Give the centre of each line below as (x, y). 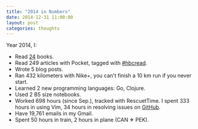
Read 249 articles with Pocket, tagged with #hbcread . (81, 63)
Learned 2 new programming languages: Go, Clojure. (80, 88)
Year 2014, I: (21, 45)
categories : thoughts (33, 28)
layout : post (22, 23)
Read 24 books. (34, 56)
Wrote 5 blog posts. (39, 70)
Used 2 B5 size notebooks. (48, 95)
